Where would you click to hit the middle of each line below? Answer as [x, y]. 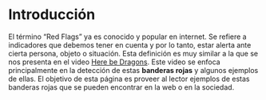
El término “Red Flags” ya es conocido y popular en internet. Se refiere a [127, 37]
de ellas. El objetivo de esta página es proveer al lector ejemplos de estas [129, 79]
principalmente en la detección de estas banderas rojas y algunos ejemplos [133, 70]
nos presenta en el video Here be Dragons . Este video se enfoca [115, 62]
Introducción [52, 15]
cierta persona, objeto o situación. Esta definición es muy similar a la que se [133, 53]
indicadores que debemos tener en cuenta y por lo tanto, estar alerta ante [130, 44]
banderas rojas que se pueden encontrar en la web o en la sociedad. [121, 87]
